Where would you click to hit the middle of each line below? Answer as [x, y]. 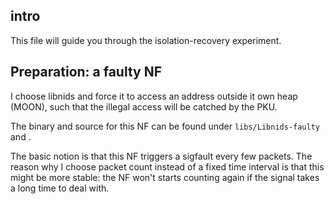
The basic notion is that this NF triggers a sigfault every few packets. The [161, 156]
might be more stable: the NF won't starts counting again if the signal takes [165, 177]
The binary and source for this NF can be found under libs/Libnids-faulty [165, 126]
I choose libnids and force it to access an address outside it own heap [154, 96]
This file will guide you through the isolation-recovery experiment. [146, 40]
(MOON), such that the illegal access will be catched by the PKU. [144, 106]
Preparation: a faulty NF [86, 72]
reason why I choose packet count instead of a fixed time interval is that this [167, 166]
